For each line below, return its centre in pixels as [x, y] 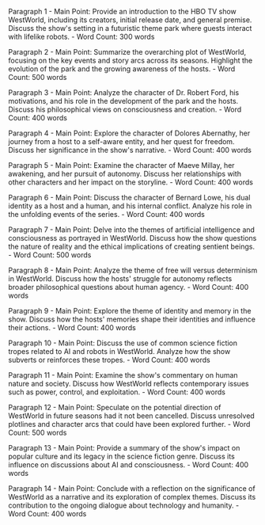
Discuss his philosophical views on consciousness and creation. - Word [125, 109]
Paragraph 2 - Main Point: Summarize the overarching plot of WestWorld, [127, 52]
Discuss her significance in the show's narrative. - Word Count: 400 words [130, 150]
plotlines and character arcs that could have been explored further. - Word [129, 424]
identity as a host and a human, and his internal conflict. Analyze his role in [130, 206]
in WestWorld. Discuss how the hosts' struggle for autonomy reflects [120, 279]
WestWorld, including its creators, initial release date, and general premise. [130, 20]
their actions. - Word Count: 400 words [72, 327]
